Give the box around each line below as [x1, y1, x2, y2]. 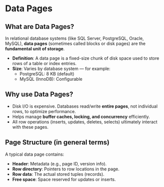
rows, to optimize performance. [12, 108, 76, 114]
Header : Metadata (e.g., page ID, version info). [12, 161, 107, 166]
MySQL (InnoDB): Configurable [19, 76, 82, 82]
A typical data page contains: [5, 151, 65, 157]
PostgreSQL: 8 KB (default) [19, 71, 75, 76]
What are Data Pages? [5, 23, 75, 31]
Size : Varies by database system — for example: [12, 66, 110, 71]
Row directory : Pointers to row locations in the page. [12, 166, 120, 172]
